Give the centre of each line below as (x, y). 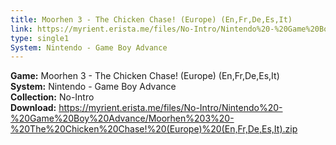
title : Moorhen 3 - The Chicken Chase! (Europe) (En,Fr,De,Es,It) (151, 19)
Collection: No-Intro (52, 97)
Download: (33, 108)
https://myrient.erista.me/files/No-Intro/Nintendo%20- (170, 108)
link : (21, 29)
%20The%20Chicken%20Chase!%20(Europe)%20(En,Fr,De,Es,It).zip (154, 129)
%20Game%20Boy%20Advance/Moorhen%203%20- (122, 118)
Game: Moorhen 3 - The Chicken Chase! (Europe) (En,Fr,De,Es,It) (145, 76)
